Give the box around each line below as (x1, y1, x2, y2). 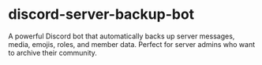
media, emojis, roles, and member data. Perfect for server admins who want (8, 39, 255, 49)
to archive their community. (8, 48, 97, 57)
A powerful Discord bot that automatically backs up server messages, (8, 31, 235, 41)
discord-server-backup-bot (8, 5, 195, 23)
